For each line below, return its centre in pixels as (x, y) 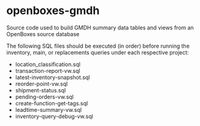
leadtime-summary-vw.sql (48, 109)
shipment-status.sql (40, 90)
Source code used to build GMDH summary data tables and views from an (100, 28)
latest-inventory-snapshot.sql (52, 77)
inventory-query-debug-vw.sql (54, 116)
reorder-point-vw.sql (41, 84)
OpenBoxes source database (43, 34)
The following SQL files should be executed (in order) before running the (98, 46)
